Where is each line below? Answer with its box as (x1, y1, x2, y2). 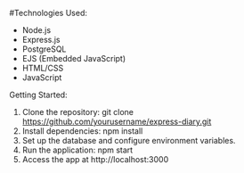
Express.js (21, 35, 61, 45)
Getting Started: (9, 89, 69, 100)
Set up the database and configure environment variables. (21, 136, 236, 145)
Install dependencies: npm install (21, 126, 143, 136)
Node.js (21, 25, 52, 35)
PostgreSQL (21, 44, 67, 54)
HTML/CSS (21, 62, 64, 73)
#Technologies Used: (9, 8, 87, 18)
